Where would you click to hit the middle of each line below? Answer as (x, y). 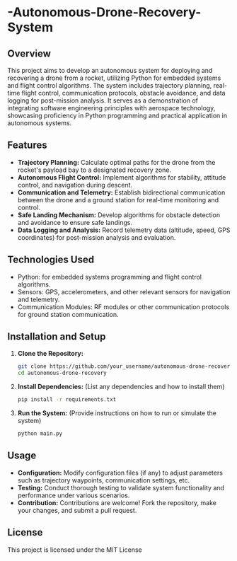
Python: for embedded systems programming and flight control (109, 277)
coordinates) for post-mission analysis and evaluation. (97, 237)
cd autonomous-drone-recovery (62, 373)
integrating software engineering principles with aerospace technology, (111, 108)
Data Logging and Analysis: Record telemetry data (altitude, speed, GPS (124, 230)
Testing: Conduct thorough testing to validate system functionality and (121, 487)
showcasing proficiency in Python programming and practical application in (117, 115)
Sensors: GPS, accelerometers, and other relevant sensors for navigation (124, 291)
